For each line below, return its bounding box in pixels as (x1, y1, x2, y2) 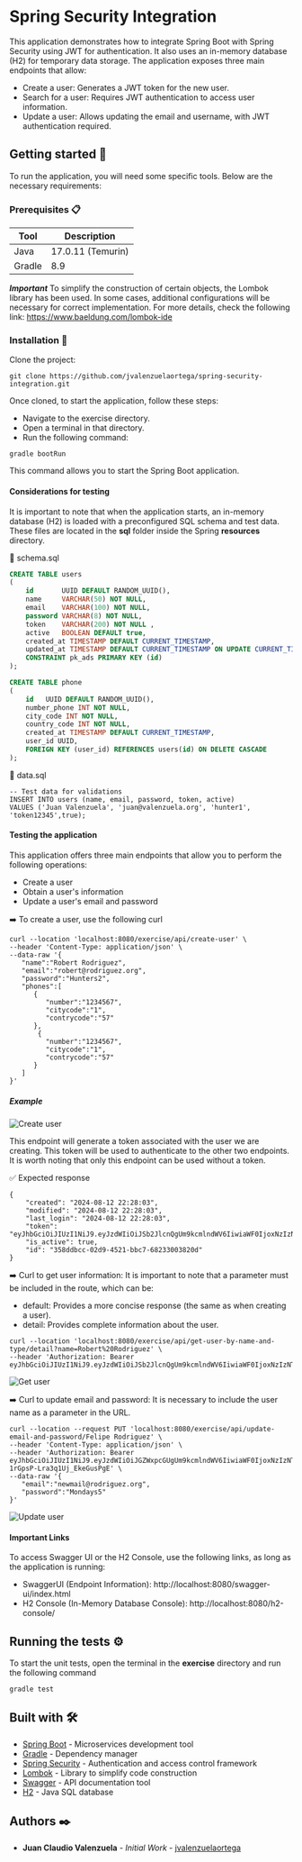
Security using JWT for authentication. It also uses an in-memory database (9, 45, 288, 56)
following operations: (9, 859, 88, 870)
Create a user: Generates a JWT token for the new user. (22, 82, 230, 93)
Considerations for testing (9, 486, 111, 496)
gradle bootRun (9, 450, 67, 459)
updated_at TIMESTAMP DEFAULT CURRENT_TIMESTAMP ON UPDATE (25, 645, 252, 654)
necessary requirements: (9, 180, 102, 191)
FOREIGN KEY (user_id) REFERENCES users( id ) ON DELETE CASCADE (25, 745, 268, 754)
